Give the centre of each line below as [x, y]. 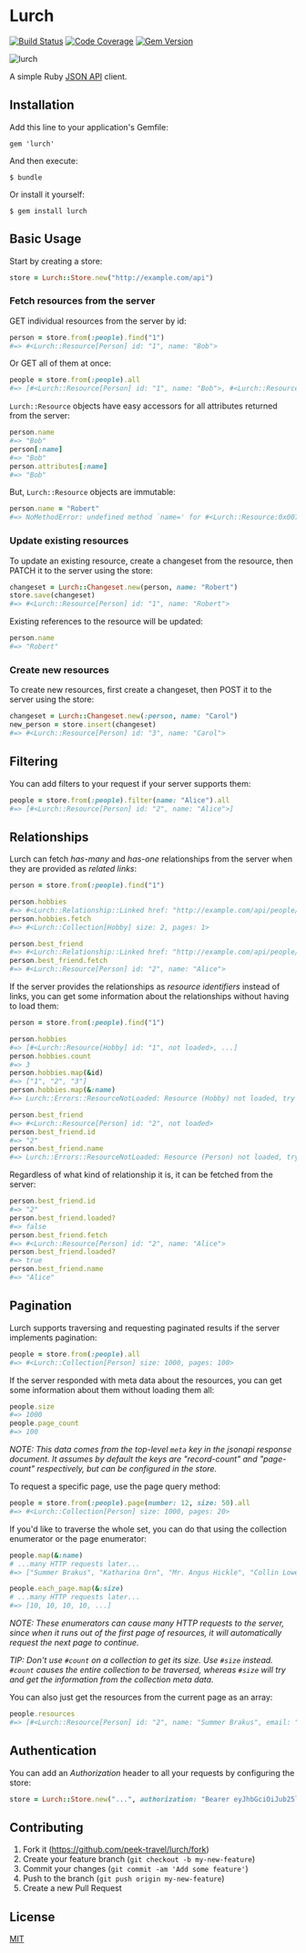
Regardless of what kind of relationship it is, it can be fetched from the [141, 1175]
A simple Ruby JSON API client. [68, 76]
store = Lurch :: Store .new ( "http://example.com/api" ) [112, 278]
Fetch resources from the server [82, 301]
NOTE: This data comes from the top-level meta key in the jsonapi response [151, 1450]
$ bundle [26, 177]
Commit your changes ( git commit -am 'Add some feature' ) [135, 1869]
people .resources [42, 1714]
